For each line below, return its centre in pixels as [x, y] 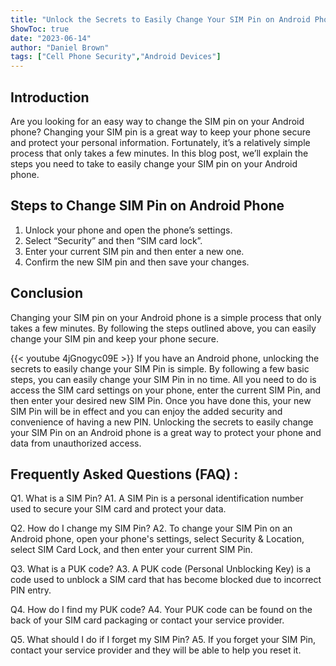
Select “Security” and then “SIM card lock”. [113, 240]
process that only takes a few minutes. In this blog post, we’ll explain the [159, 153]
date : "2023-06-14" [51, 38]
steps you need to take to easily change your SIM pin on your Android [154, 163]
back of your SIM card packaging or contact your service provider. [147, 620]
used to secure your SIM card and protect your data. [118, 509]
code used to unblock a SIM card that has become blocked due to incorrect [166, 580]
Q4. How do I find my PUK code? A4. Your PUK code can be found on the [161, 610]
